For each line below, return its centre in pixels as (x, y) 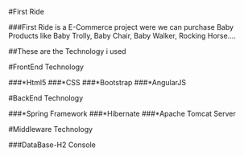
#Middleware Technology (51, 129)
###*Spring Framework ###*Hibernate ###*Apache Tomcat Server (122, 113)
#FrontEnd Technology (46, 67)
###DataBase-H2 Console (52, 145)
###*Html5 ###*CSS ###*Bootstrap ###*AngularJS (97, 82)
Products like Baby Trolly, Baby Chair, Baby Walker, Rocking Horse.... (122, 36)
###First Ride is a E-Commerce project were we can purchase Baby (121, 27)
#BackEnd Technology (46, 98)
